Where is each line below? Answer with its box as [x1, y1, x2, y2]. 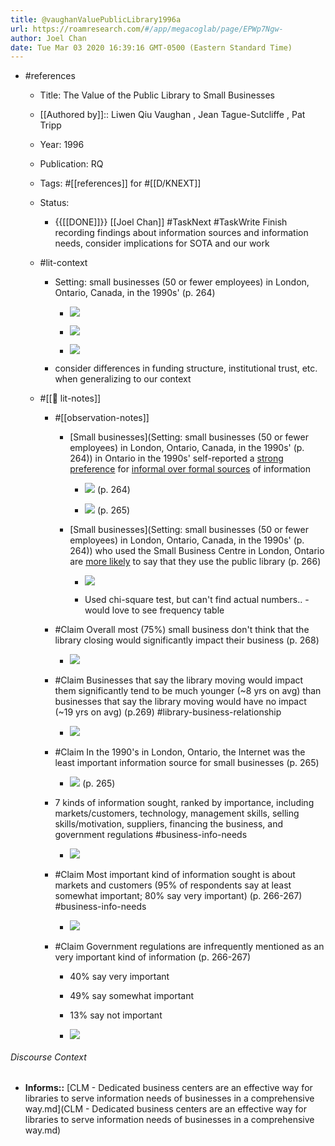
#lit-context [39, 257, 88, 269]
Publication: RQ [39, 158, 104, 170]
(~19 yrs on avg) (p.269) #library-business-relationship [54, 706, 282, 718]
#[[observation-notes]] [54, 412, 150, 424]
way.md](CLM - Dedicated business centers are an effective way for [24, 1103, 307, 1115]
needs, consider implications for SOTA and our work [54, 237, 270, 250]
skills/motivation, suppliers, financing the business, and [54, 818, 283, 830]
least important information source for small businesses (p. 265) [54, 757, 320, 769]
